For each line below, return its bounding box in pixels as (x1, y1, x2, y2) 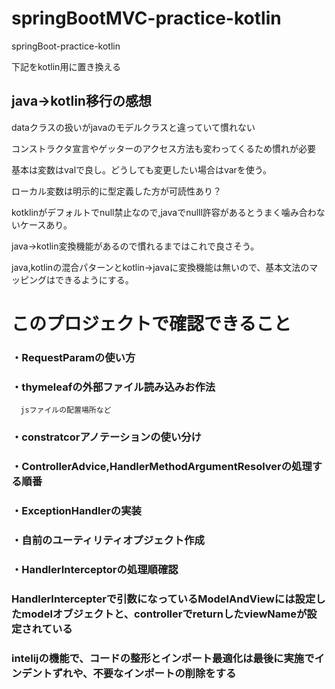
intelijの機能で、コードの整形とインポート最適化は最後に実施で (11, 651, 315, 665)
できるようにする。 (54, 273, 134, 286)
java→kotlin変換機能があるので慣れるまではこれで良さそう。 (11, 240, 260, 252)
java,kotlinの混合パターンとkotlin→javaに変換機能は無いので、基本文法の (11, 261, 310, 273)
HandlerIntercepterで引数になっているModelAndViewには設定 (11, 592, 316, 606)
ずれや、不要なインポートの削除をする (52, 666, 237, 680)
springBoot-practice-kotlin (11, 40, 121, 52)
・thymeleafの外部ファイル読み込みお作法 (11, 380, 216, 394)
